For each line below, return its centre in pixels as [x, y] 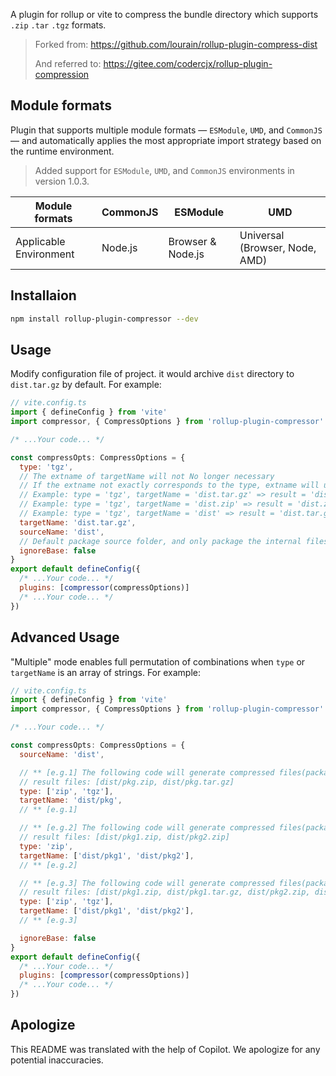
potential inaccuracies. [57, 1060]
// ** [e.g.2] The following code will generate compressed [147, 828]
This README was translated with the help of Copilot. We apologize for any [165, 1049]
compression [62, 74]
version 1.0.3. [62, 181]
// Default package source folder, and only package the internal [160, 541]
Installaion [43, 295]
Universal [262, 235]
